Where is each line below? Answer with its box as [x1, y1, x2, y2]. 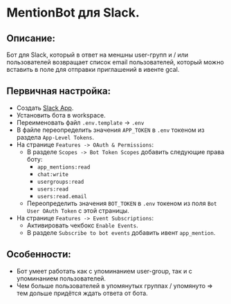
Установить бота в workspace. [16, 111, 107, 119]
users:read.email [37, 193, 87, 200]
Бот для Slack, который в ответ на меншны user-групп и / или [6, 50, 188, 59]
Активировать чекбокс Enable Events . [26, 221, 139, 229]
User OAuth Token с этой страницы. [26, 206, 129, 215]
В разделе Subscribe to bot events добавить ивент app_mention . [26, 228, 216, 236]
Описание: [6, 32, 56, 44]
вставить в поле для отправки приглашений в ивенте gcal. [6, 66, 180, 73]
